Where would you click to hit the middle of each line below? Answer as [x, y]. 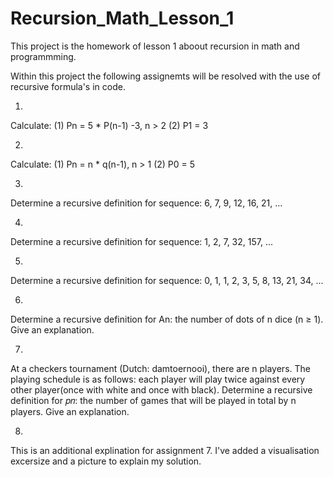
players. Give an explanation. [70, 411]
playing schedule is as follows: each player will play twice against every [158, 379]
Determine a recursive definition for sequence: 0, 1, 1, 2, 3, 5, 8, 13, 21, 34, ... [167, 280]
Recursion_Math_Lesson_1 [122, 18]
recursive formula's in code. [68, 86]
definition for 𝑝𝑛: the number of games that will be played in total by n [153, 400]
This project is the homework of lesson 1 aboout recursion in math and [155, 46]
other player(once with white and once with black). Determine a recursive [161, 389]
